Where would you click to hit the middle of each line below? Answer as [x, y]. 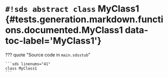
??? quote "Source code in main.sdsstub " [48, 55]
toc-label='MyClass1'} [53, 41]
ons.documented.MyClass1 [64, 30]
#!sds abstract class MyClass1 [72, 9]
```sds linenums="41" [28, 64]
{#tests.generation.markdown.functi [84, 19]
